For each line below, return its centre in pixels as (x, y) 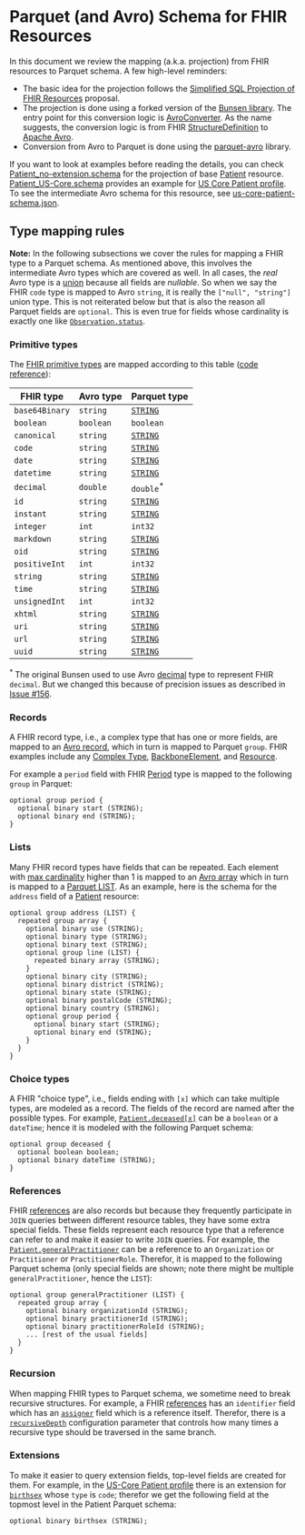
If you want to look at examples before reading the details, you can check (147, 164)
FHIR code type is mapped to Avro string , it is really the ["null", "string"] (150, 292)
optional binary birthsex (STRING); (79, 1520)
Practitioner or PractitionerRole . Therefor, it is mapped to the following (146, 1259)
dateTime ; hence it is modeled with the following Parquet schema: (132, 1127)
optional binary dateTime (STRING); (87, 1160)
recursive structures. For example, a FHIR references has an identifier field (152, 1403)
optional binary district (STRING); (95, 984)
